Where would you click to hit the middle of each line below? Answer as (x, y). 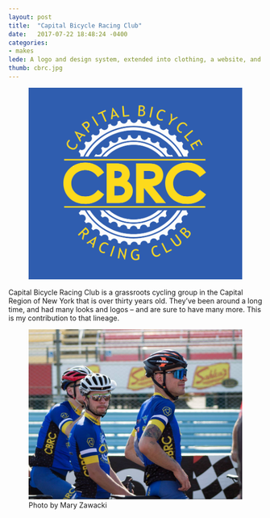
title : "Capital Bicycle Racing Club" (75, 25)
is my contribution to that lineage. (64, 318)
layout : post (30, 17)
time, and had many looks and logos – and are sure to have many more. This (135, 309)
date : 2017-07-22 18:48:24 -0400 (68, 34)
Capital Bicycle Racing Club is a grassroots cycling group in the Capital (126, 292)
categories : (28, 43)
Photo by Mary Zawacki (68, 505)
